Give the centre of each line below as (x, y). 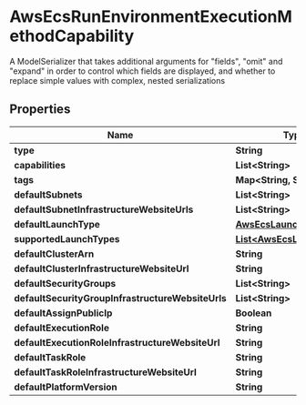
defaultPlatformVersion (66, 387)
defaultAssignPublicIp (63, 313)
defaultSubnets (49, 195)
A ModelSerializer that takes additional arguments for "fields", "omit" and (146, 61)
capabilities (40, 165)
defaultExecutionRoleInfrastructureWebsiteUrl (117, 342)
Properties (40, 110)
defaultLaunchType (57, 224)
